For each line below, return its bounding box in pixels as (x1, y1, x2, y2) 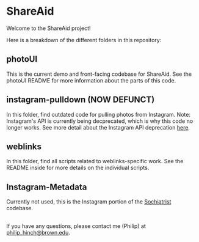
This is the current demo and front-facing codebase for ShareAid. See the (6, 70, 192, 78)
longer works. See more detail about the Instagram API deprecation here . (6, 123, 190, 131)
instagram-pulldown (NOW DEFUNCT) (6, 95, 155, 105)
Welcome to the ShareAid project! (6, 24, 91, 32)
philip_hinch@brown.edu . (6, 229, 70, 236)
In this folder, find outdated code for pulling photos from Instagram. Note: (6, 111, 191, 118)
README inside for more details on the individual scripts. (6, 164, 150, 172)
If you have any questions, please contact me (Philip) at (6, 222, 147, 230)
